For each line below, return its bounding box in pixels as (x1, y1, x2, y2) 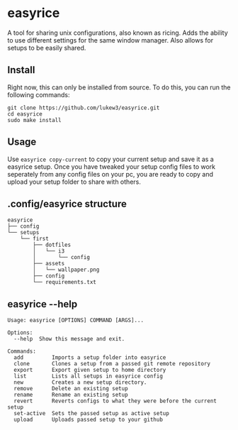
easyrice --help (7, 298, 78, 310)
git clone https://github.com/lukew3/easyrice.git (7, 104, 160, 111)
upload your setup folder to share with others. (7, 177, 142, 186)
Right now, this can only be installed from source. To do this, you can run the (7, 83, 232, 92)
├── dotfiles (33, 241, 72, 249)
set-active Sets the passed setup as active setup (13, 410, 170, 417)
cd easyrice (7, 110, 42, 118)
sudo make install (7, 116, 62, 123)
